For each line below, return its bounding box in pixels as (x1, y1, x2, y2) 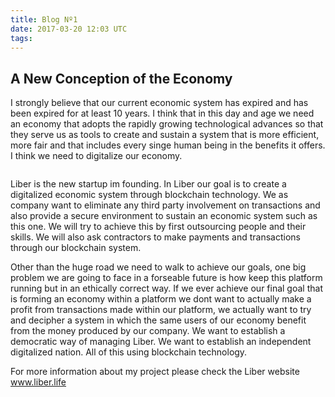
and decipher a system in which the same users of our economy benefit (10, 314, 307, 326)
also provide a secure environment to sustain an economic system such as (10, 210, 318, 222)
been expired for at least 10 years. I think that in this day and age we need (10, 107, 315, 120)
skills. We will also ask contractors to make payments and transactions (10, 231, 301, 243)
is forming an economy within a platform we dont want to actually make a (10, 293, 312, 305)
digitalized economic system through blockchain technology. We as (10, 189, 289, 201)
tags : (10, 33, 33, 43)
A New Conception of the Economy (10, 70, 233, 87)
